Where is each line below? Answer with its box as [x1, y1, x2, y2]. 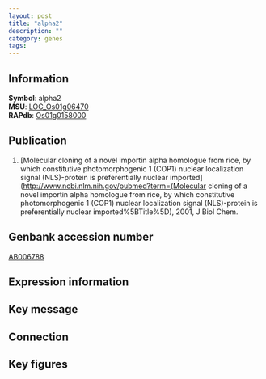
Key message [8, 302, 78, 316]
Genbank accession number [8, 230, 154, 244]
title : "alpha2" [8, 19, 63, 27]
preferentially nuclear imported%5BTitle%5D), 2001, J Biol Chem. [19, 207, 239, 217]
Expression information [8, 275, 129, 288]
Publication [8, 134, 67, 148]
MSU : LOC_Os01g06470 [8, 102, 89, 112]
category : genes [8, 34, 63, 43]
